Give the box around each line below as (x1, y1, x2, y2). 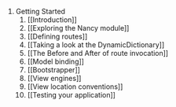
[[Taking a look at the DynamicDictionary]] (27, 40, 165, 50)
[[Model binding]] (27, 57, 85, 66)
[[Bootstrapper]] (27, 65, 81, 74)
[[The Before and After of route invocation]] (27, 49, 169, 57)
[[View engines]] (27, 74, 82, 83)
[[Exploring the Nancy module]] (27, 24, 130, 32)
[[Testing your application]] (27, 90, 116, 99)
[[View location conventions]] (27, 82, 123, 91)
